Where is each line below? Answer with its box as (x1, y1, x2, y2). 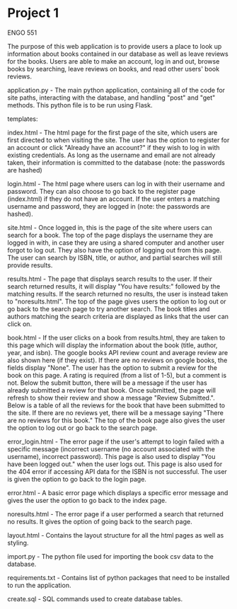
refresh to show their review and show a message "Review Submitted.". (7, 393, 215, 402)
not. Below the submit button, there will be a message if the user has (7, 378, 207, 387)
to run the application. (7, 581, 71, 589)
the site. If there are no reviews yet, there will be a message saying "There (7, 408, 224, 417)
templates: (7, 115, 38, 123)
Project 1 (7, 5, 59, 21)
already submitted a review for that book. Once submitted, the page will (7, 385, 216, 394)
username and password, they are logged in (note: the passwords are (7, 202, 211, 210)
